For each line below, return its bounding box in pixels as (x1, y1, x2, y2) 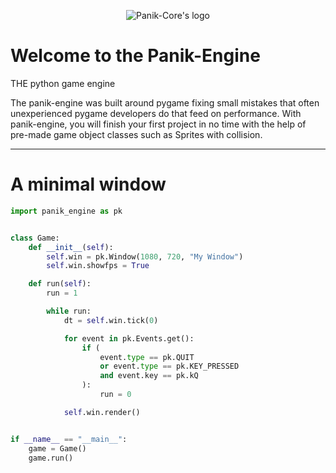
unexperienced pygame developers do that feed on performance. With (10, 107, 302, 119)
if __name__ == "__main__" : (10, 434, 128, 444)
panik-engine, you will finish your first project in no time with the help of (10, 118, 307, 130)
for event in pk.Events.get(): (63, 333, 195, 344)
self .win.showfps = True (46, 261, 150, 271)
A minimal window (10, 173, 167, 196)
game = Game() (28, 443, 87, 454)
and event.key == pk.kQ (99, 371, 199, 381)
